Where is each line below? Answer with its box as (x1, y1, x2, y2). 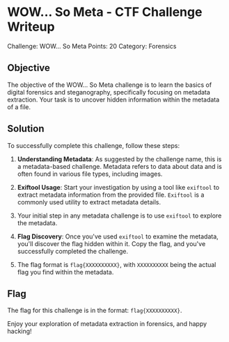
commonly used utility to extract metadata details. (17, 197, 161, 206)
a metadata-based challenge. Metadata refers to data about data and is (17, 162, 223, 170)
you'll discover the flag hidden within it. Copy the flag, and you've (17, 239, 206, 247)
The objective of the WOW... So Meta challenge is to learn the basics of (7, 81, 212, 89)
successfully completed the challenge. (17, 247, 129, 255)
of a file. (7, 102, 31, 111)
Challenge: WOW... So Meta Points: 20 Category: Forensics (7, 42, 177, 50)
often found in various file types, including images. (17, 170, 163, 178)
